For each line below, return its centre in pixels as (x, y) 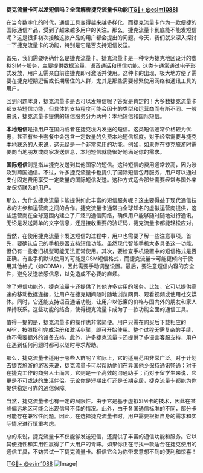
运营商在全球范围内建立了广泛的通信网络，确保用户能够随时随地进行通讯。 (104, 215)
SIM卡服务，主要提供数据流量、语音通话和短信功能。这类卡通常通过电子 (101, 65)
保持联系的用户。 (33, 187)
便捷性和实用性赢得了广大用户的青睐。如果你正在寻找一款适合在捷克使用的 (104, 444)
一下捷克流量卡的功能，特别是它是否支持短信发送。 (70, 45)
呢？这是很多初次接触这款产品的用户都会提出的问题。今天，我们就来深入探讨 (101, 38)
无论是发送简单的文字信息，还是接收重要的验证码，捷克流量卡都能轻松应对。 (101, 223)
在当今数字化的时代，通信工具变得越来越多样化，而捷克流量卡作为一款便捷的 (101, 22)
